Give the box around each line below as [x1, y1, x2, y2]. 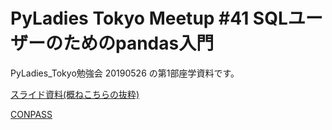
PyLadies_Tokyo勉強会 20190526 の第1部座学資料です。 [10, 67, 240, 79]
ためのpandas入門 [63, 32, 215, 55]
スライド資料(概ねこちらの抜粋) [10, 88, 140, 100]
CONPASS [10, 108, 53, 120]
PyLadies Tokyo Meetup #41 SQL [10, 7, 288, 30]
